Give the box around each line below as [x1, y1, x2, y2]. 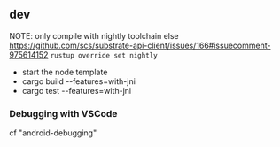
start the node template [21, 66, 108, 77]
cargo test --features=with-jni [21, 85, 131, 96]
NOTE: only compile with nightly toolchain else [9, 30, 179, 41]
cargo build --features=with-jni [21, 75, 136, 87]
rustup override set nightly [50, 50, 158, 60]
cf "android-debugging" [9, 128, 97, 138]
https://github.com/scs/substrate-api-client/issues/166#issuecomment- [9, 40, 271, 50]
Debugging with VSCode [9, 107, 118, 120]
